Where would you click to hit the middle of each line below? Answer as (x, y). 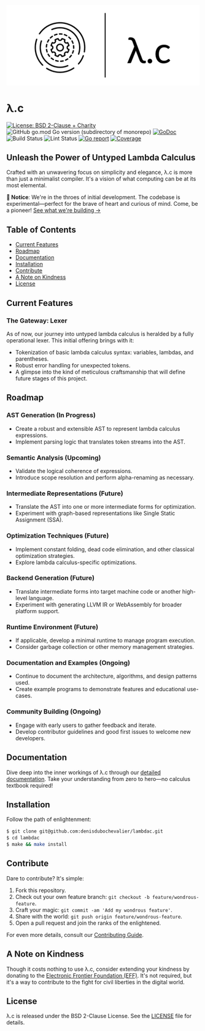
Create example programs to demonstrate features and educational (100, 689)
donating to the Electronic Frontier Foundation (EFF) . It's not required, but (99, 975)
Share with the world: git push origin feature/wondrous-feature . (99, 916)
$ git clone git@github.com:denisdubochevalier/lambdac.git (85, 831)
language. (41, 598)
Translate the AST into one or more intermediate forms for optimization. (106, 507)
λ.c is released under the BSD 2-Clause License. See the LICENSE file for (99, 1016)
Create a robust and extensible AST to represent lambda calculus (98, 428)
